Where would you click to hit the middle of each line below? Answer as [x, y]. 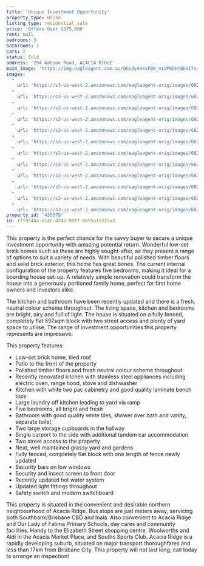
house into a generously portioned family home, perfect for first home [93, 283]
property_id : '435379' [35, 215]
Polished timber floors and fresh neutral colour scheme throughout [99, 370]
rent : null [20, 35]
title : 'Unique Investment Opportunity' [58, 12]
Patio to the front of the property [56, 364]
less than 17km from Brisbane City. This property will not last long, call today [102, 550]
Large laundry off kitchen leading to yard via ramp [78, 402]
